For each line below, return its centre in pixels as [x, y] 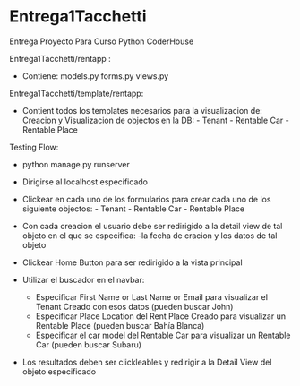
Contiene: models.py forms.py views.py [95, 76]
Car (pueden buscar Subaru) [88, 344]
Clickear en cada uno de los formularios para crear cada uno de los [146, 199]
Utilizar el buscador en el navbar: [83, 279]
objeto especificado [59, 371]
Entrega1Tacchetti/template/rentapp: [77, 93]
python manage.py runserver [76, 164]
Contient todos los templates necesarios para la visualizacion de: [142, 110]
